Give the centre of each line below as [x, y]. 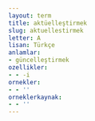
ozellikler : [28, 68]
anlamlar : [25, 53]
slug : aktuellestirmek [46, 30]
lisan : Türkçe [32, 45]
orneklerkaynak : [35, 97]
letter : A [25, 38]
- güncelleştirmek [39, 60]
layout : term [30, 16]
